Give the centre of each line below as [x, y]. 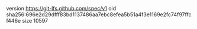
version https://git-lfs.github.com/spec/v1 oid [61, 8]
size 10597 [35, 21]
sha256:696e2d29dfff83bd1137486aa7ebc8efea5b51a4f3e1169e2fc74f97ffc [99, 14]
